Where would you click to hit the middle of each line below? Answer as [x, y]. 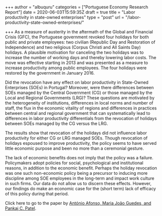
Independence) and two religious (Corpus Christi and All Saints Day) [73, 47]
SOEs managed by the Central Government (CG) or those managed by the [79, 93]
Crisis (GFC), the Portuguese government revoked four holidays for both [77, 37]
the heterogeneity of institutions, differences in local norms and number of [79, 103]
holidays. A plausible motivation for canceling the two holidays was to [74, 52]
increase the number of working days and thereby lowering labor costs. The [81, 57]
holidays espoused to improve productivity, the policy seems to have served [81, 143]
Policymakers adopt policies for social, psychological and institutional [74, 163]
